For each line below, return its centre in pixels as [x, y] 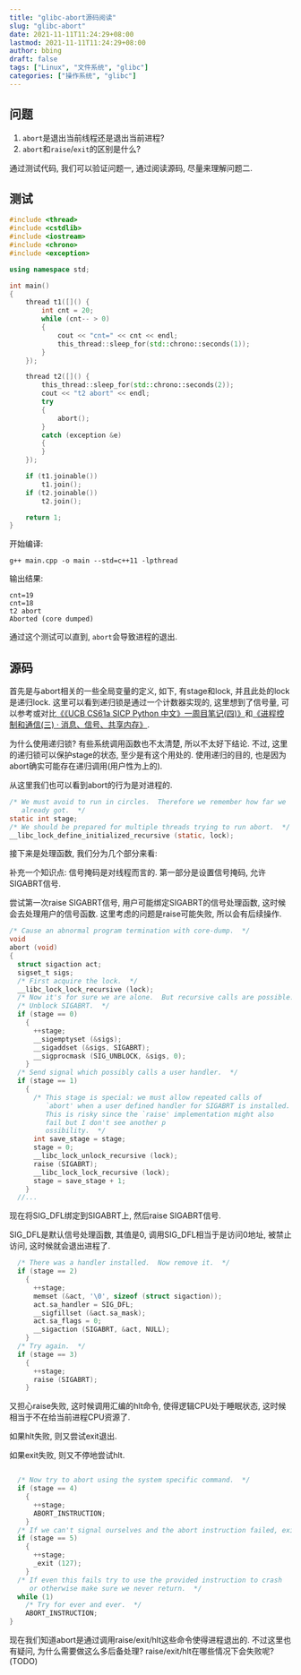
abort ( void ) [34, 948]
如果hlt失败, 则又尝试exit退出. [63, 1436]
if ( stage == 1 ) [47, 1081]
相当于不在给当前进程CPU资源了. [70, 1417]
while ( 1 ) [35, 1597]
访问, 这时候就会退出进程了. [60, 1246]
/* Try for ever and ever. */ [84, 1605]
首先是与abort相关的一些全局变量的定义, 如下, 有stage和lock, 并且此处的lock [150, 691]
